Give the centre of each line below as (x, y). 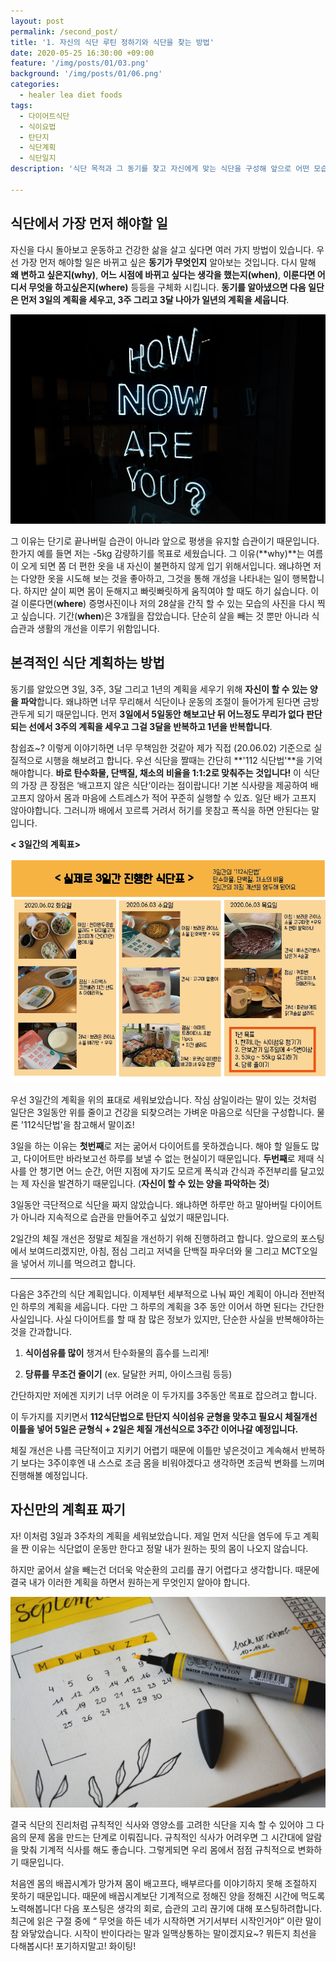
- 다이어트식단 (44, 116)
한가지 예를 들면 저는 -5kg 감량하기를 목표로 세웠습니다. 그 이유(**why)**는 (157, 554)
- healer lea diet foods (71, 95)
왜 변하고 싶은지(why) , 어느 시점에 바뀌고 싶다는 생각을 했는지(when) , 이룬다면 (163, 274)
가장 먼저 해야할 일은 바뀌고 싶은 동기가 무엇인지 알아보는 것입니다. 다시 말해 (168, 262)
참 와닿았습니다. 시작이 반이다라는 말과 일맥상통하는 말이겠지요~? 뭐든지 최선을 (163, 1933)
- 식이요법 (38, 126)
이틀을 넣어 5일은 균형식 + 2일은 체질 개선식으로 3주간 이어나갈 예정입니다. (154, 1429)
